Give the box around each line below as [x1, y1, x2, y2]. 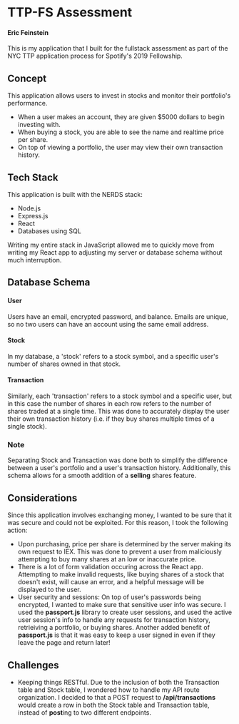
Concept [7, 72, 47, 84]
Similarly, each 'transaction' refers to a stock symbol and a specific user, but [7, 392, 233, 400]
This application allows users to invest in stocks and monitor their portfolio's [7, 91, 231, 100]
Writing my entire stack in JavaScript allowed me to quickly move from [7, 240, 215, 250]
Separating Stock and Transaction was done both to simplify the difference [7, 456, 228, 464]
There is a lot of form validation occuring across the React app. [17, 563, 203, 571]
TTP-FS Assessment [7, 4, 133, 21]
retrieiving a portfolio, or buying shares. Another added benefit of [17, 623, 210, 632]
